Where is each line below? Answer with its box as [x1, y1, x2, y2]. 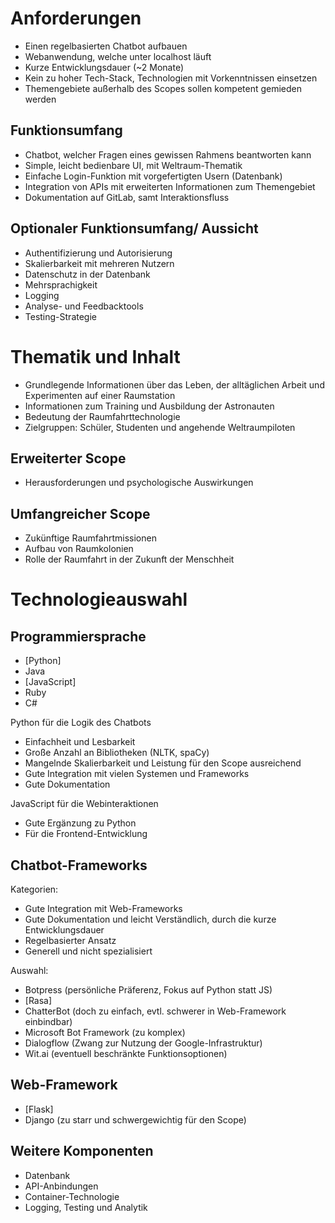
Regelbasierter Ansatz [24, 934, 117, 946]
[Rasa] [24, 994, 53, 1006]
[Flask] [24, 1103, 54, 1115]
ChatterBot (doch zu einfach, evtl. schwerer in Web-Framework [24, 1005, 287, 1017]
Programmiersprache [10, 628, 147, 645]
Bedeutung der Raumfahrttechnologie [24, 410, 181, 422]
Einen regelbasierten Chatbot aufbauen [24, 40, 188, 52]
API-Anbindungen [24, 1180, 99, 1192]
